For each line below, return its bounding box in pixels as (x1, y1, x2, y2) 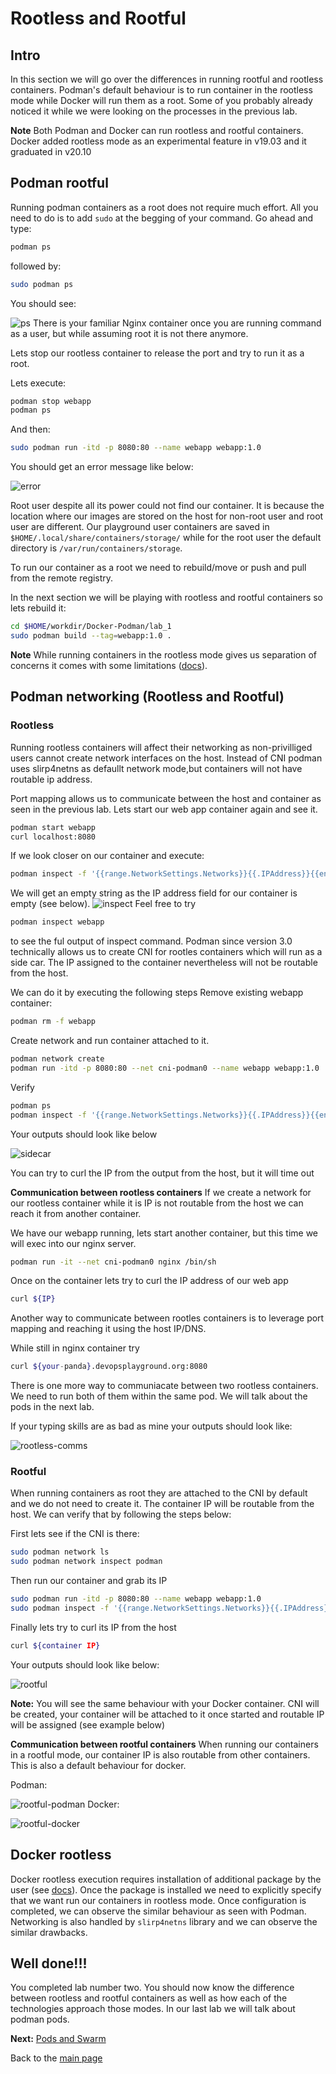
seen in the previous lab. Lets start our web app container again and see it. (10, 803, 318, 815)
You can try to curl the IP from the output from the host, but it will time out (10, 1167, 315, 1179)
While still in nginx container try (10, 1342, 140, 1354)
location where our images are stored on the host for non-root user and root (10, 510, 324, 522)
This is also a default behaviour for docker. (10, 1759, 187, 1771)
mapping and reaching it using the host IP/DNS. (10, 1323, 207, 1335)
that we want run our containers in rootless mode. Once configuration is (10, 1894, 307, 1906)
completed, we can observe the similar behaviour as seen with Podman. (10, 1905, 307, 1917)
